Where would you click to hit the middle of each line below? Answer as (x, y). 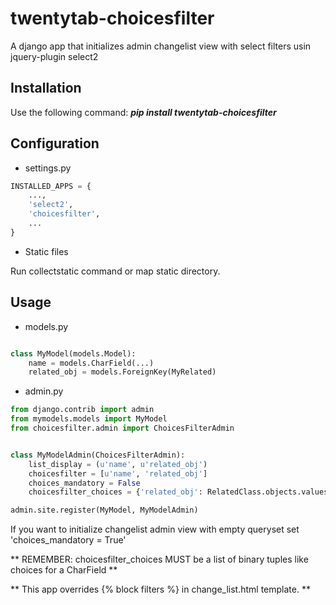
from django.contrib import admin (82, 410)
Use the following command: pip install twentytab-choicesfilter (143, 112)
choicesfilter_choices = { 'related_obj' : (115, 492)
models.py (46, 326)
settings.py (48, 168)
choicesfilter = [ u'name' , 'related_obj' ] (118, 473)
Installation (46, 88)
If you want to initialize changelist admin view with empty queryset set (155, 529)
